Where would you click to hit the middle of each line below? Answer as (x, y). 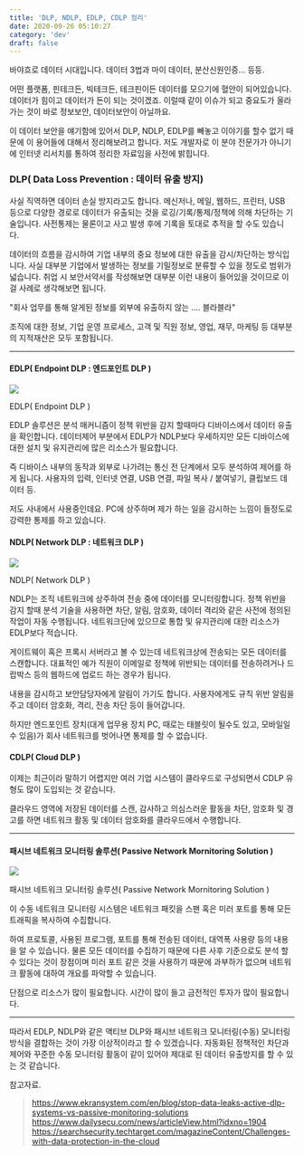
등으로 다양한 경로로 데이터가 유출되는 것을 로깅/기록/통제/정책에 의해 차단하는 (147, 212)
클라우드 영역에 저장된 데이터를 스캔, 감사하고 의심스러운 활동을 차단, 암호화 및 (147, 809)
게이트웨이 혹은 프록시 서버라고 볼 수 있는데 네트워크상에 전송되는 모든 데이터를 (148, 652)
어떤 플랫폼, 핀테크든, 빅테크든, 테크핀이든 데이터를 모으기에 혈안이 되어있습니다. (151, 89)
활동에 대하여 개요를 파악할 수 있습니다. (87, 973)
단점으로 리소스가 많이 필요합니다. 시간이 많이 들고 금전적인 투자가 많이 (133, 993)
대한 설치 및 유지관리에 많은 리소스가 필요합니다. (94, 447)
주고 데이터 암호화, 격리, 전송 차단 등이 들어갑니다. (97, 705)
